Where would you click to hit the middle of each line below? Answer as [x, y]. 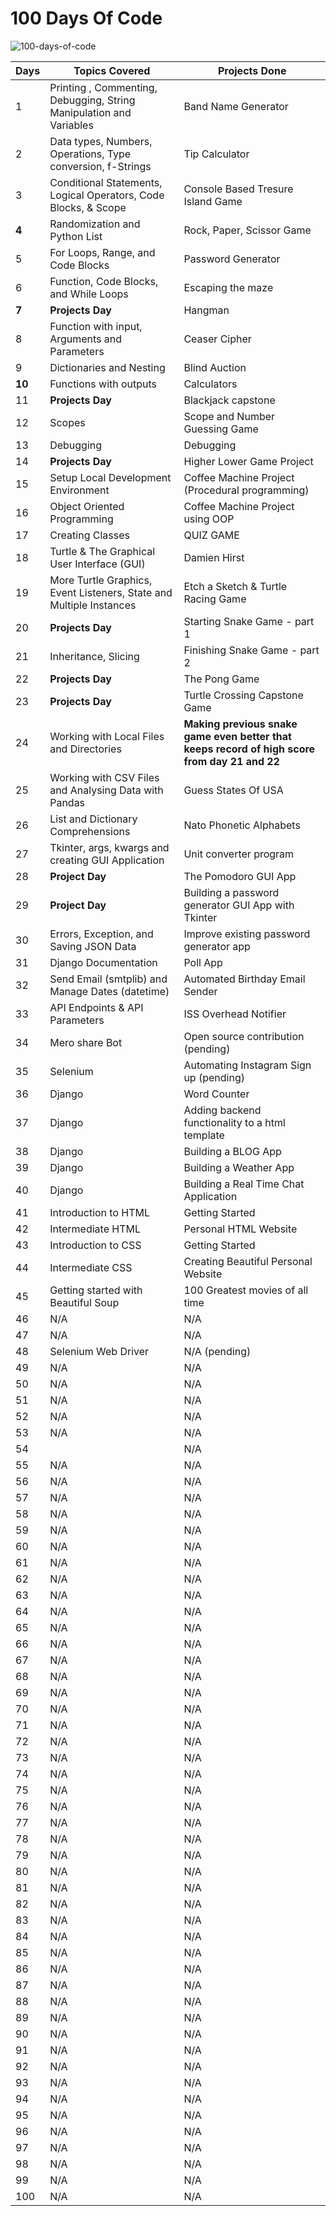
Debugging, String [92, 100]
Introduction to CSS [95, 1245]
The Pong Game [221, 679]
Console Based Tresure [238, 189]
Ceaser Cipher [217, 339]
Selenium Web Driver [99, 1351]
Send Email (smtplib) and [108, 979]
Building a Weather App [239, 1167]
